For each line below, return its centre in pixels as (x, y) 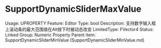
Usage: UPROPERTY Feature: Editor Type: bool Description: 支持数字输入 (78, 23)
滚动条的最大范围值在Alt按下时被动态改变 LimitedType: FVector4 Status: (81, 29)
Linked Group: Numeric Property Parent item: (50, 35)
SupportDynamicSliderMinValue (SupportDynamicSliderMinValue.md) (75, 40)
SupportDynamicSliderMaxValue (73, 9)
